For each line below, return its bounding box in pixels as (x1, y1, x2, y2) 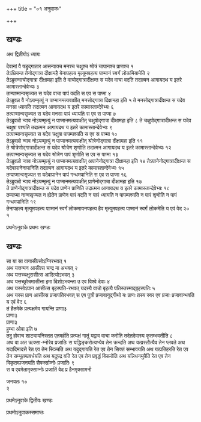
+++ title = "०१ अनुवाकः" (6, 5, 62, 12)
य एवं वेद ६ (6, 298, 27, 305)
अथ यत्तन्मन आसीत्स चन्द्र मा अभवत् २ (6, 264, 78, 272)
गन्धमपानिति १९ (6, 198, 37, 205)
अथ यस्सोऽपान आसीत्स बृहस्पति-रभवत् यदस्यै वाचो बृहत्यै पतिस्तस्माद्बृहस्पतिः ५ (6, 284, 155, 291)
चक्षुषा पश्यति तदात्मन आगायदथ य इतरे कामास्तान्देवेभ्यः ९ (6, 123, 113, 131)
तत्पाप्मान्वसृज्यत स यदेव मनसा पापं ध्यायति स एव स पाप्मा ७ (6, 110, 116, 117)
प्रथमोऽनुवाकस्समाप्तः (6, 409, 44, 416)
